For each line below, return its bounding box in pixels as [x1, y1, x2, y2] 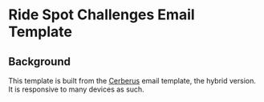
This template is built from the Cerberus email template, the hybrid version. [8, 76, 257, 85]
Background [8, 55, 71, 68]
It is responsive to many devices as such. [8, 84, 144, 94]
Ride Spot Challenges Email [8, 6, 195, 24]
